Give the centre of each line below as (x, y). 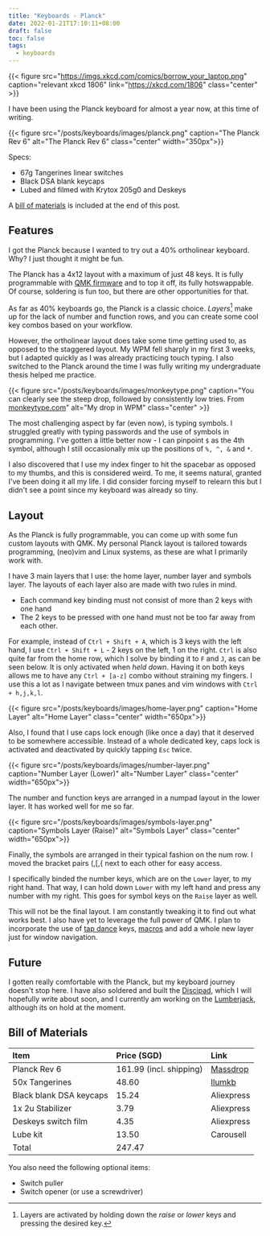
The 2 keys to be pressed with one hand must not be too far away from (137, 617)
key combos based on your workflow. (70, 325)
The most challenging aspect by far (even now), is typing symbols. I (121, 423)
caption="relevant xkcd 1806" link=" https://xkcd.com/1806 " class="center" (133, 84)
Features (31, 231)
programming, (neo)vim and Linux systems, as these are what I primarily (128, 552)
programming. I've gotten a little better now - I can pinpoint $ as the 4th (127, 440)
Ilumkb (223, 1081)
